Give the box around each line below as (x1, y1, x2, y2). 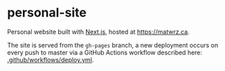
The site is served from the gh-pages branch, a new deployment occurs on (7, 41, 219, 49)
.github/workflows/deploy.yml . (7, 55, 94, 63)
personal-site (7, 5, 87, 21)
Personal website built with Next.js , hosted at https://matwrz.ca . (7, 28, 190, 36)
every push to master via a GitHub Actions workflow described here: (7, 48, 203, 57)
